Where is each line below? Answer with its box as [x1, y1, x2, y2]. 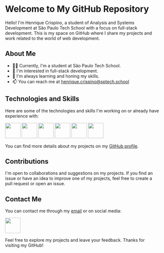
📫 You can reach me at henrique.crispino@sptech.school [12, 79, 129, 84]
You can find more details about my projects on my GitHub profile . [5, 143, 139, 149]
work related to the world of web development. [5, 35, 100, 41]
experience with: [5, 113, 39, 119]
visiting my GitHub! [5, 242, 44, 249]
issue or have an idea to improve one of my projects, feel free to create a [5, 175, 152, 181]
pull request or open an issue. [5, 181, 65, 187]
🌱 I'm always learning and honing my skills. [12, 73, 100, 79]
